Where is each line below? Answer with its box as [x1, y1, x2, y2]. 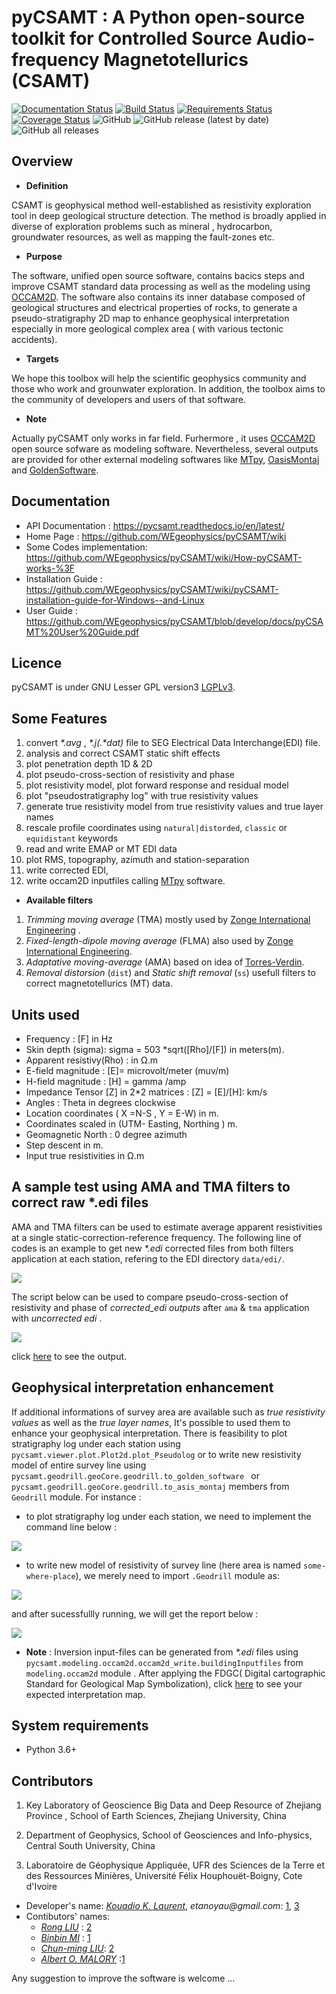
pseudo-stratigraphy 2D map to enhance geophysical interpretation [11, 312, 290, 324]
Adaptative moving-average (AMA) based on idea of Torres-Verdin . [25, 956, 305, 968]
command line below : [25, 1521, 118, 1533]
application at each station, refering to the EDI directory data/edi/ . [11, 1252, 286, 1265]
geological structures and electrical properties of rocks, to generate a [11, 301, 298, 313]
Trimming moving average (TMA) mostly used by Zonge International [25, 914, 311, 926]
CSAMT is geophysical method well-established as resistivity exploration [11, 199, 312, 211]
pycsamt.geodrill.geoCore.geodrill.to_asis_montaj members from [11, 1480, 290, 1492]
